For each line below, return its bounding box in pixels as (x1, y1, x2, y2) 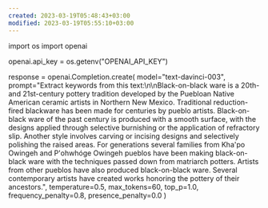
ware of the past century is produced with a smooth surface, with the (27, 114, 257, 124)
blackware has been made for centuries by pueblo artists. (25, 105, 216, 116)
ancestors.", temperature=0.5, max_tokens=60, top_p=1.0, (8, 182, 199, 191)
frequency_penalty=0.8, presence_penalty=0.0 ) (8, 190, 166, 200)
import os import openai (8, 41, 88, 50)
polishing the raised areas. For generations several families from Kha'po (8, 139, 246, 149)
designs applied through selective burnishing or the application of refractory (8, 123, 260, 132)
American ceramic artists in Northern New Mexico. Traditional (8, 97, 212, 107)
